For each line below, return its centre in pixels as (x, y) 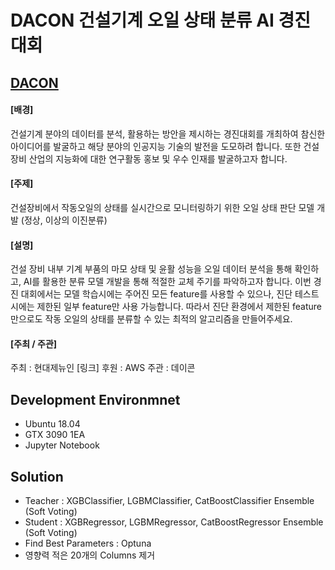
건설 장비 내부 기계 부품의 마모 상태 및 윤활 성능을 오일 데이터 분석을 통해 (151, 269)
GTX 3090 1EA (55, 435)
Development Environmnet (95, 399)
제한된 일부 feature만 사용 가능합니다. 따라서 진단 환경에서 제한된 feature (179, 307)
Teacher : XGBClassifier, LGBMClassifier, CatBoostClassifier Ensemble (169, 501)
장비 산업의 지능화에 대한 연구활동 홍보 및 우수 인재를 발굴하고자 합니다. (149, 158)
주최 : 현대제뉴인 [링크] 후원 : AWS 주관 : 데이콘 (103, 368)
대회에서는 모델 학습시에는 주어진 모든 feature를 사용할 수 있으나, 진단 (156, 294)
